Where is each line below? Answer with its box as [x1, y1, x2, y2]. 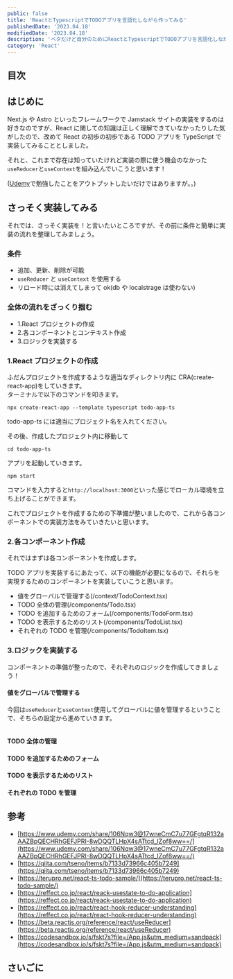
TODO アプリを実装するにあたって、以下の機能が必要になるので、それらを [7, 569, 221, 577]
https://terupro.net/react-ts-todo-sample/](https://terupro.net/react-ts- [19, 874, 223, 882]
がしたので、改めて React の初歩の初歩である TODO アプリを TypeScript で [7, 132, 222, 141]
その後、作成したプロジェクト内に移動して [7, 431, 129, 440]
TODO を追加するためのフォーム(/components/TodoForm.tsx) [17, 609, 193, 618]
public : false [7, 10, 49, 17]
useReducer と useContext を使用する [17, 275, 121, 283]
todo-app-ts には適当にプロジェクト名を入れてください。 [7, 417, 171, 425]
